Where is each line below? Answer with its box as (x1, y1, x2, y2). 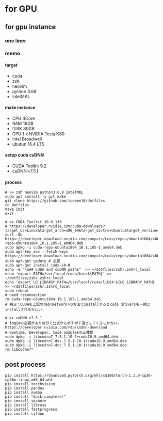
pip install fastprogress (5, 407, 57, 412)
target (5, 62, 18, 68)
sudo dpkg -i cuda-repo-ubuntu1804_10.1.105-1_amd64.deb (5, 245, 123, 250)
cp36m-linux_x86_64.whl (5, 377, 53, 382)
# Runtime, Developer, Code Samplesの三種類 (5, 330, 94, 335)
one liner (5, 37, 27, 44)
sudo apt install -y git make (5, 194, 66, 199)
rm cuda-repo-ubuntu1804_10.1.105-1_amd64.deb (5, 297, 101, 302)
